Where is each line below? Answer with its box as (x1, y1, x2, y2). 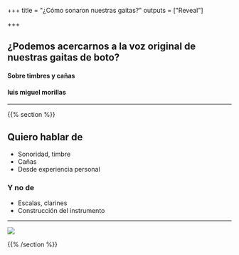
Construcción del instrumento (17, 207, 105, 215)
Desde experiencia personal (17, 165, 101, 173)
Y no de (7, 182, 34, 192)
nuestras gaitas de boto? (7, 51, 120, 63)
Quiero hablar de (7, 131, 83, 143)
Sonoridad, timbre (17, 150, 71, 158)
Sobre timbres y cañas (7, 71, 75, 80)
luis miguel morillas (7, 88, 66, 96)
